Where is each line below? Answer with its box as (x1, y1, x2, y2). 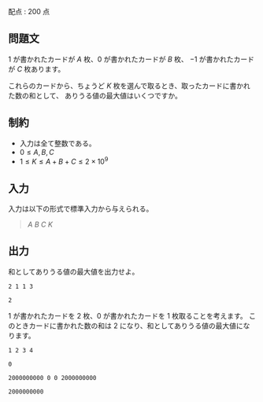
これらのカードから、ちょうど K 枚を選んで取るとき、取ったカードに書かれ (8, 81, 250, 90)
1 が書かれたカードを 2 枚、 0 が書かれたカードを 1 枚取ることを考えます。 (8, 311, 248, 320)
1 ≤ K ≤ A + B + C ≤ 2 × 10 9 (19, 156, 109, 167)
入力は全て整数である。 (19, 138, 96, 148)
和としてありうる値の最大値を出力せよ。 (8, 267, 139, 276)
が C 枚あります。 (8, 64, 65, 73)
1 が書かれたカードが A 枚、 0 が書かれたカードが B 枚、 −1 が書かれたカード (8, 54, 254, 64)
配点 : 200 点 (8, 7, 50, 16)
